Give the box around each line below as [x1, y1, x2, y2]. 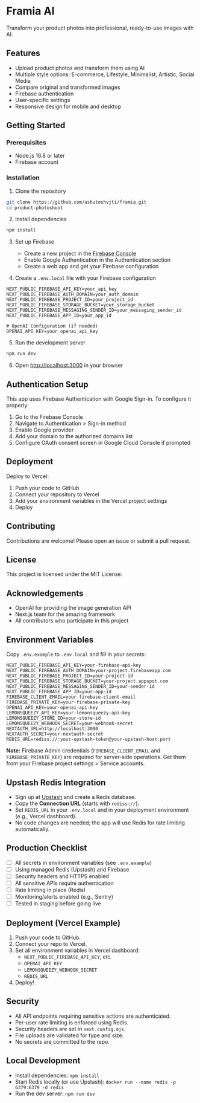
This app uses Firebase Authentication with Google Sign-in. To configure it [6, 395, 192, 403]
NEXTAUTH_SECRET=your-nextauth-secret [6, 731, 104, 737]
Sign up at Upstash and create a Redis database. [14, 793, 137, 800]
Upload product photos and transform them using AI [14, 64, 145, 71]
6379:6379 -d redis [14, 1084, 64, 1090]
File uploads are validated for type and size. [14, 1032, 124, 1039]
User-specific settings [14, 96, 70, 103]
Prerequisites [6, 138, 46, 147]
